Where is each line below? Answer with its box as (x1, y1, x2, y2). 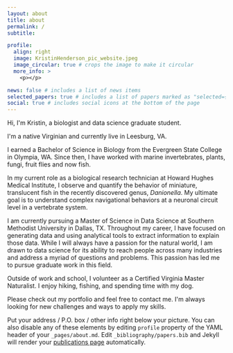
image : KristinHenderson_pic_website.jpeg (13, 55, 138, 62)
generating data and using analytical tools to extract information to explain (7, 232, 220, 240)
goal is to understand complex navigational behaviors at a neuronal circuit (7, 196, 218, 205)
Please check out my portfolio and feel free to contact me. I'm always (7, 295, 206, 304)
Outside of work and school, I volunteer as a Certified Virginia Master (7, 275, 205, 283)
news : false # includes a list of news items (7, 87, 141, 94)
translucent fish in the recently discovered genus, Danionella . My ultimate (7, 189, 218, 197)
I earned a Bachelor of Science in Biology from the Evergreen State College (7, 146, 223, 154)
